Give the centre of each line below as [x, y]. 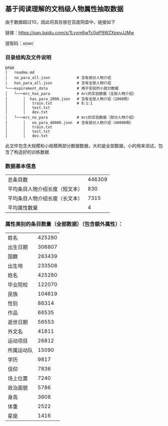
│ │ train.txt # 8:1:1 [49, 103]
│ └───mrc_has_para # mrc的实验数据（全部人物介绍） [71, 94]
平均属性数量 [23, 208]
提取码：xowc [19, 43]
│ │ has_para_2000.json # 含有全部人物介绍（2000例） [68, 99]
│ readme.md [20, 72]
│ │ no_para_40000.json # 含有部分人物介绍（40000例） [69, 123]
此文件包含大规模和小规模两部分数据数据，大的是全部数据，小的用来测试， [82, 146]
